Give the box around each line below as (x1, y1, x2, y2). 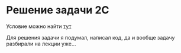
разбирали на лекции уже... (6, 40, 76, 47)
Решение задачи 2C (6, 3, 109, 17)
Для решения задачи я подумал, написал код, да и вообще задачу (6, 34, 175, 41)
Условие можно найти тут (6, 23, 72, 30)
